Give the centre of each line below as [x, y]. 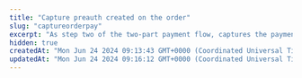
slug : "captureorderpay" [56, 26]
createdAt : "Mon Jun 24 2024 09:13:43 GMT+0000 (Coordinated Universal [146, 51]
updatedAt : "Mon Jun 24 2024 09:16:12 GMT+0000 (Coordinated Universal [146, 59]
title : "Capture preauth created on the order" [100, 17]
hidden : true [34, 43]
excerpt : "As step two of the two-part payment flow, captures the [138, 34]
